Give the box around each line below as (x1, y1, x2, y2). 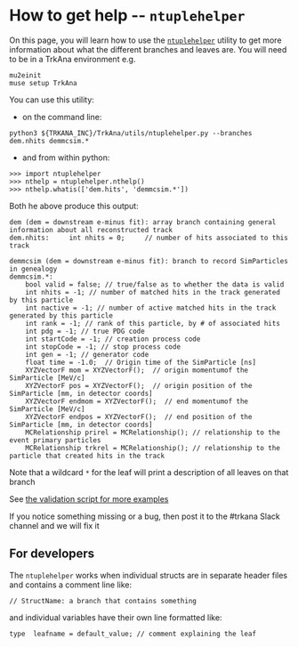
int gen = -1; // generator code (25, 350, 149, 359)
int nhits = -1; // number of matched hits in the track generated (25, 287, 280, 296)
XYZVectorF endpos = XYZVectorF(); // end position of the (25, 412, 253, 421)
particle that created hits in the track (9, 451, 165, 460)
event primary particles (9, 435, 101, 445)
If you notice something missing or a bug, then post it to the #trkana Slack (9, 511, 280, 522)
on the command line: (21, 111, 102, 122)
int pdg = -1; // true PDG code (25, 327, 145, 336)
